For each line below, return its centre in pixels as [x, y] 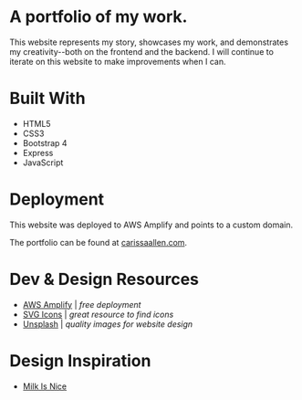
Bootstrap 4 [45, 142]
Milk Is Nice [45, 386]
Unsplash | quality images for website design [108, 324]
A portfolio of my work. [99, 17]
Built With [47, 99]
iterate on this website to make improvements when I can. [118, 61]
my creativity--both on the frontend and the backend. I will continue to [141, 51]
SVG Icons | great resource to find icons [98, 314]
